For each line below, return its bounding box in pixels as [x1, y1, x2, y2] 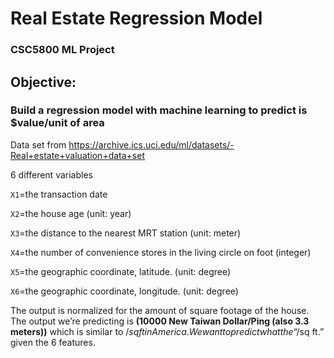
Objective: [10, 73, 77, 91]
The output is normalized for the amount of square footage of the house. [10, 304, 310, 316]
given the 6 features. [10, 336, 96, 348]
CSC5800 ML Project [10, 43, 115, 57]
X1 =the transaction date [10, 188, 108, 200]
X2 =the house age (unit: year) [10, 207, 132, 219]
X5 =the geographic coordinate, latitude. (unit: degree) [10, 265, 232, 277]
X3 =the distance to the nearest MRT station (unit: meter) [10, 227, 242, 239]
